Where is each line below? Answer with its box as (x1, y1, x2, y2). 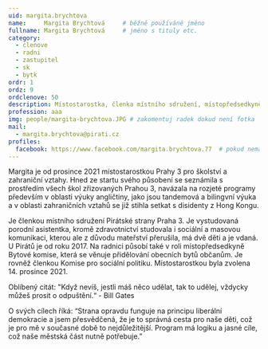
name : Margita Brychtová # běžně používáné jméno (8, 19, 205, 27)
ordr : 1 (8, 78, 34, 86)
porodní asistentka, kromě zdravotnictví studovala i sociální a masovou (8, 225, 241, 234)
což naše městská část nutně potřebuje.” (8, 331, 143, 341)
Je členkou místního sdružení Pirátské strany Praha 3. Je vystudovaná (8, 216, 239, 225)
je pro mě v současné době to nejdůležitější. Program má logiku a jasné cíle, (8, 324, 258, 333)
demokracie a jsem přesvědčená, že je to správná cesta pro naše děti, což (8, 315, 253, 324)
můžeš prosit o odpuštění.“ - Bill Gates (8, 291, 135, 300)
